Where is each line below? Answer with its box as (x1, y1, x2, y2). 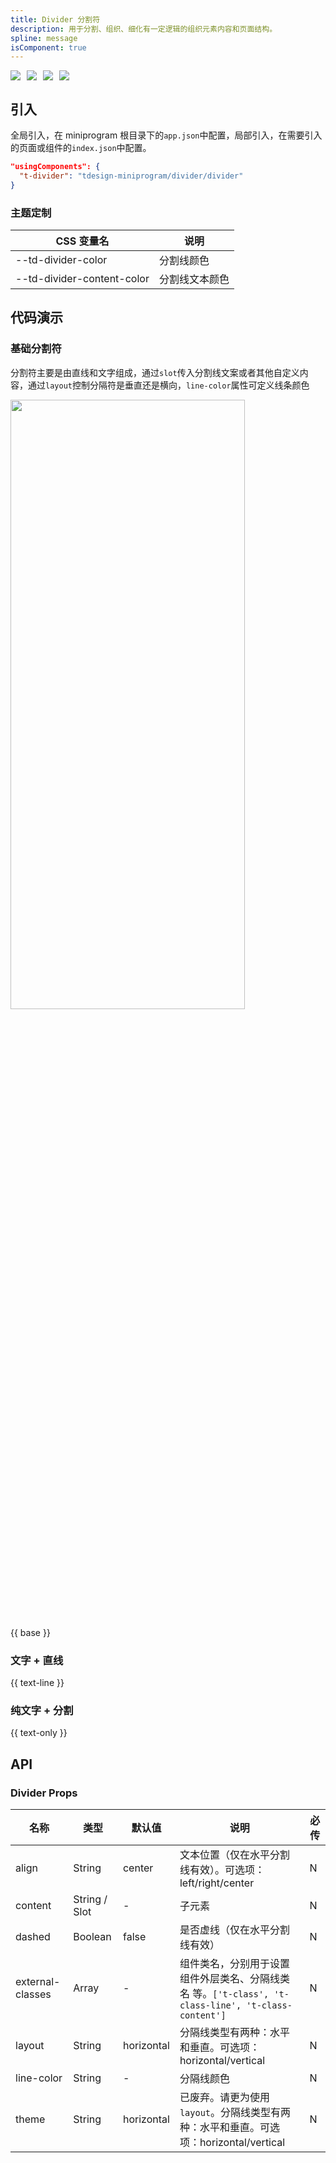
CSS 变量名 (55, 234, 110, 248)
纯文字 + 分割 (10, 1703, 74, 1717)
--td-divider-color (15, 252, 108, 266)
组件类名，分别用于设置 (179, 1956, 290, 1970)
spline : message (10, 33, 78, 43)
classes (15, 1987, 52, 2001)
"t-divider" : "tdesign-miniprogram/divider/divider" (19, 171, 244, 181)
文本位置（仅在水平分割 (179, 1847, 290, 1861)
